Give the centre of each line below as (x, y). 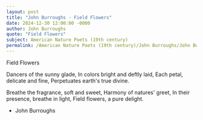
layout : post (23, 12)
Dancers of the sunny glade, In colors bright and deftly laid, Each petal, (95, 74)
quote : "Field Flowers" (36, 34)
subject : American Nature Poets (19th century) (67, 40)
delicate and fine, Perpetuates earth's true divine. (68, 81)
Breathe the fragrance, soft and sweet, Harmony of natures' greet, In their (98, 92)
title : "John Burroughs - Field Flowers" (59, 17)
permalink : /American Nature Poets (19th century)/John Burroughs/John (98, 46)
